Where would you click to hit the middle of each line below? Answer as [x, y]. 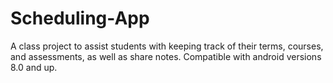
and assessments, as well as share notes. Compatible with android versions [166, 56]
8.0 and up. [34, 67]
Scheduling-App [80, 18]
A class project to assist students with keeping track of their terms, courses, [167, 46]
